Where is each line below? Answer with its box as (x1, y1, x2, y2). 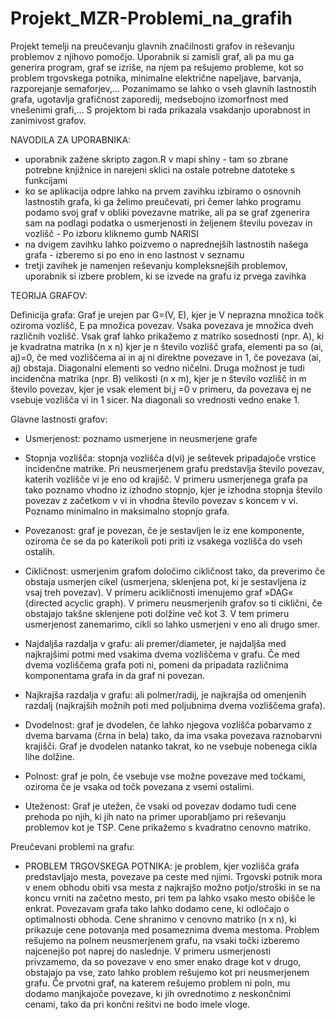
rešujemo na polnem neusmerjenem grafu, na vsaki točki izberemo (24, 934, 300, 946)
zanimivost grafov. (10, 114, 87, 126)
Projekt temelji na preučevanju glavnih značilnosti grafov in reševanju (10, 40, 295, 52)
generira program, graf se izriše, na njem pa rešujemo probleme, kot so (10, 61, 304, 73)
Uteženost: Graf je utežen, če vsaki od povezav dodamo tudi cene (24, 800, 297, 812)
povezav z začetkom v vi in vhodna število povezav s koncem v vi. (24, 494, 299, 506)
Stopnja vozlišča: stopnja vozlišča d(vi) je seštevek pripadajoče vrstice (24, 452, 317, 464)
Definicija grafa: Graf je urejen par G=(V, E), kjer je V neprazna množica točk (10, 308, 325, 321)
